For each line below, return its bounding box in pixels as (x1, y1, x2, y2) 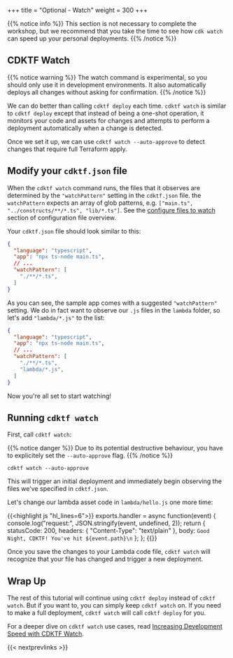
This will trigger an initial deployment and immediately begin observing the (7, 477, 223, 485)
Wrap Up (7, 575, 47, 587)
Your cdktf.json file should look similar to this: (7, 227, 141, 235)
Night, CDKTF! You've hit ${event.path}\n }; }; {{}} (7, 534, 157, 543)
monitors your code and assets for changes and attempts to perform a (7, 116, 210, 124)
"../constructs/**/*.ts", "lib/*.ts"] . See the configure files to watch (7, 206, 216, 214)
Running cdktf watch (7, 412, 99, 424)
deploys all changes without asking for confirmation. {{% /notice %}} (7, 87, 206, 96)
